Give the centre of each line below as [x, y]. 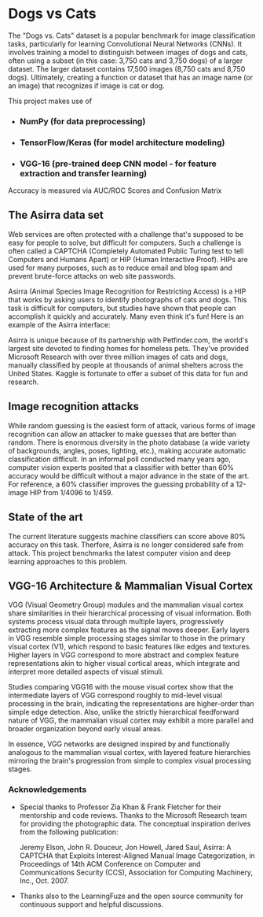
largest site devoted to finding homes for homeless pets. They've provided [129, 348]
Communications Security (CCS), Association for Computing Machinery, [136, 872]
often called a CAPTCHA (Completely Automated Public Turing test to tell [126, 251]
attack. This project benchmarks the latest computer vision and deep [120, 553]
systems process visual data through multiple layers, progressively [116, 622]
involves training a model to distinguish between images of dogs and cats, [128, 52]
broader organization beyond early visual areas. [86, 729]
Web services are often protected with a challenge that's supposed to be [126, 234]
